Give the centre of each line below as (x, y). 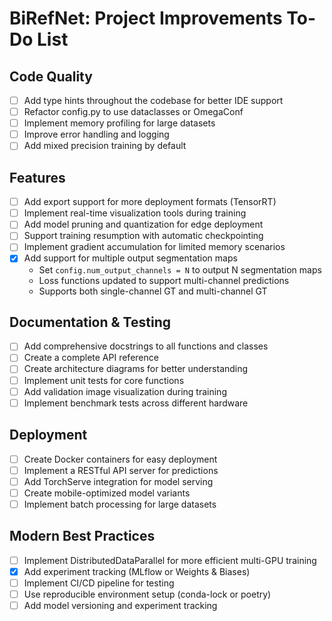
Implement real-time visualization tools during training (135, 213)
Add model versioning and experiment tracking (120, 605)
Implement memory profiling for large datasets (119, 123)
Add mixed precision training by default (105, 146)
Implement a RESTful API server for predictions (121, 470)
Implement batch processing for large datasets (120, 504)
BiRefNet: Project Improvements (146, 18)
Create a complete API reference (91, 358)
